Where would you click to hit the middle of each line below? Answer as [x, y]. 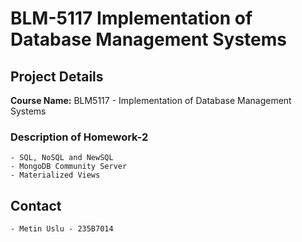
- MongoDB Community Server [69, 167]
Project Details [57, 76]
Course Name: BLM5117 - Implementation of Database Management [151, 100]
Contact [36, 205]
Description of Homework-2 [79, 137]
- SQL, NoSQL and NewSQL [62, 158]
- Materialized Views [55, 175]
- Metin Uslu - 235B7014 [62, 229]
